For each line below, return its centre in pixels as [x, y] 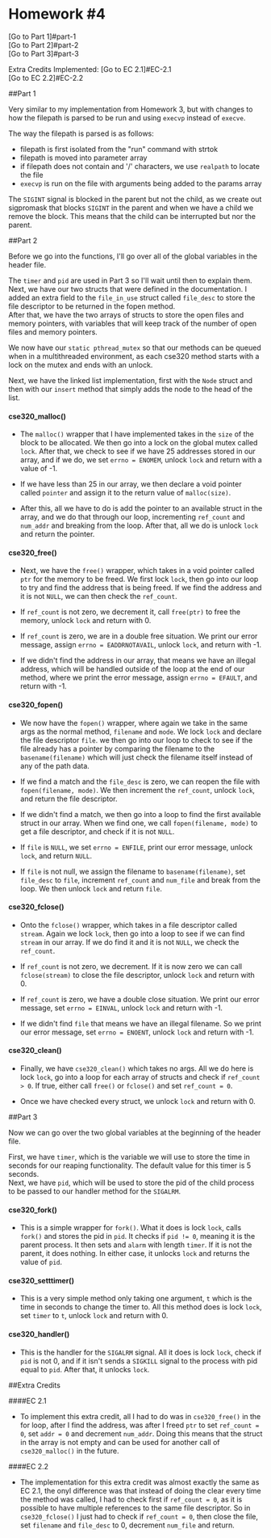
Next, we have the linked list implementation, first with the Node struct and [130, 380]
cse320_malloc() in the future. [69, 1451]
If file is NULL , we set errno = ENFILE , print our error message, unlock [136, 847]
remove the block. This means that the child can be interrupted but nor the [132, 216]
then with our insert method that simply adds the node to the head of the [130, 389]
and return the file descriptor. [69, 798]
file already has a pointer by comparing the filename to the [117, 748]
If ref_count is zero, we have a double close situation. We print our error [140, 999]
